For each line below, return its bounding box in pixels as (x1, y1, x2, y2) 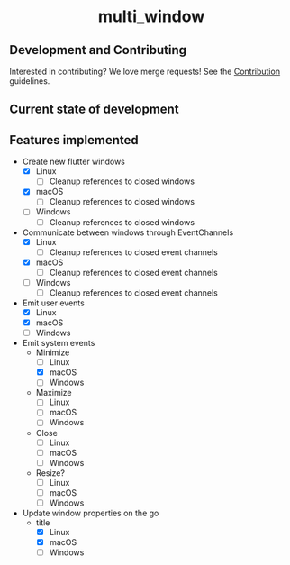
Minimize (35, 347, 70, 358)
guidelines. (9, 76, 50, 87)
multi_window (97, 6, 205, 27)
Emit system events (22, 338, 95, 349)
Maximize (35, 387, 72, 398)
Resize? (35, 467, 66, 478)
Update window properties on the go (22, 507, 159, 518)
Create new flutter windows (22, 156, 126, 168)
